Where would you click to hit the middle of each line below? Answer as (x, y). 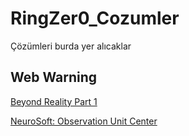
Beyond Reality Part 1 (54, 101)
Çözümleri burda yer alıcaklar (71, 46)
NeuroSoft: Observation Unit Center (84, 121)
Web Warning (54, 77)
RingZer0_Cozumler (95, 18)
